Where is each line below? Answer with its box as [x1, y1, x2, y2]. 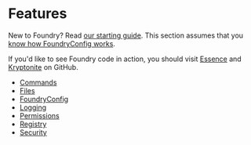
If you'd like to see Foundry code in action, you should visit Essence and [8, 54, 242, 63]
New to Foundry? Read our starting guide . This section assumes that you [8, 31, 244, 40]
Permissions [19, 111, 60, 120]
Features [8, 5, 67, 23]
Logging [19, 103, 47, 112]
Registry [19, 119, 47, 129]
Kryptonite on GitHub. [8, 62, 78, 71]
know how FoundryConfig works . [8, 38, 116, 48]
